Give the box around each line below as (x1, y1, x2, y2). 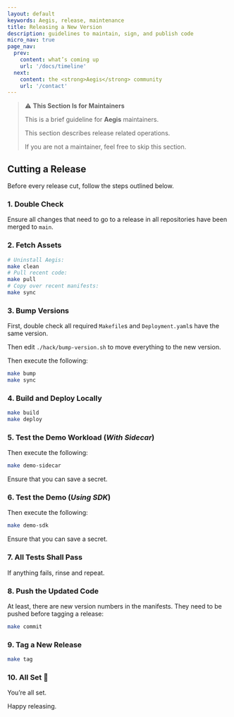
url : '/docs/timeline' (20, 63, 87, 70)
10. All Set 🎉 (7, 672, 49, 682)
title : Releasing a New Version (7, 23, 102, 30)
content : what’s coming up (20, 56, 99, 63)
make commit (7, 623, 42, 630)
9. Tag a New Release (7, 640, 82, 649)
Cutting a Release (7, 163, 87, 175)
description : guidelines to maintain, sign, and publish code (7, 30, 194, 37)
